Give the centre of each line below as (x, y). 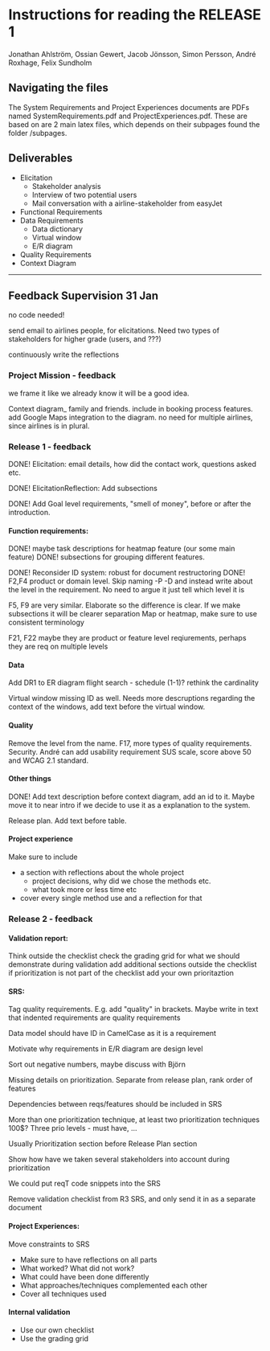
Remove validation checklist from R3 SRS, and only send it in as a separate (132, 1199)
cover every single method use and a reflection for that (111, 898)
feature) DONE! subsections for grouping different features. (106, 557)
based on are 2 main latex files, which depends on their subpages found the (134, 124)
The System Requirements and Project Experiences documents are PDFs (129, 107)
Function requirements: (49, 530)
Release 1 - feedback (50, 446)
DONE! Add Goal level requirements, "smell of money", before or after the (130, 503)
